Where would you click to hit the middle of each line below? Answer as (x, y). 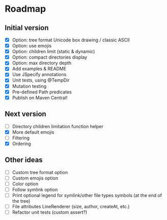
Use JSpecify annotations (39, 75)
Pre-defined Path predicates (42, 92)
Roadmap (25, 9)
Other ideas (24, 160)
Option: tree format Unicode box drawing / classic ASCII (71, 40)
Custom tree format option (40, 172)
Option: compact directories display (50, 57)
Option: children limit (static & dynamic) (53, 52)
